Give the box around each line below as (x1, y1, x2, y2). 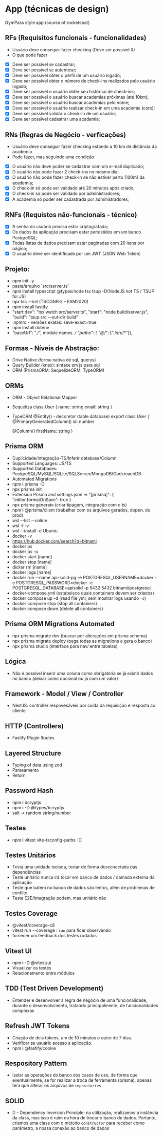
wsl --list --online (12, 517, 48, 523)
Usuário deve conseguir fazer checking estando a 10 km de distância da (12, 144, 157, 149)
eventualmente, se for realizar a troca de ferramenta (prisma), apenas (12, 1077, 152, 1083)
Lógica (5, 657, 26, 666)
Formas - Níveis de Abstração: (5, 344, 100, 352)
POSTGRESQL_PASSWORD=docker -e (16, 580, 93, 586)
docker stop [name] (12, 559, 52, 565)
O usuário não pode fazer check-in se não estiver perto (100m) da (12, 174, 145, 180)
